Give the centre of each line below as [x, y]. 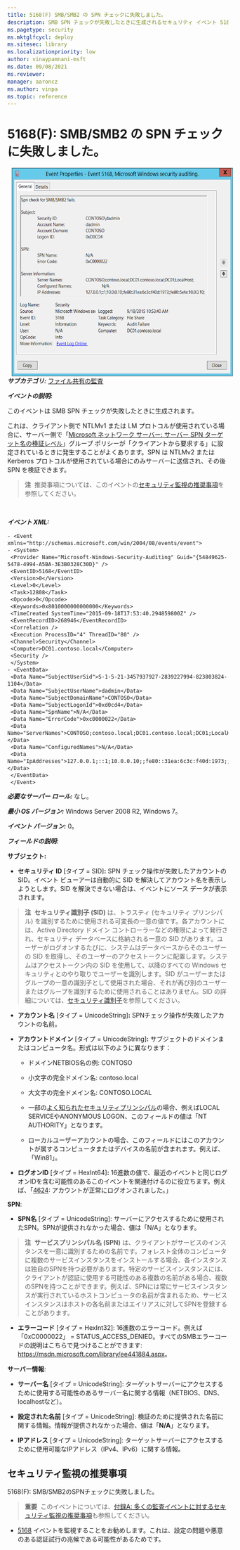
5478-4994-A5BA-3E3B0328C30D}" [53, 565]
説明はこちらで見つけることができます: [86, 1345]
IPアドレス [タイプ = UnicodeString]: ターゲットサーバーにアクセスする [120, 1440]
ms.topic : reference [38, 96]
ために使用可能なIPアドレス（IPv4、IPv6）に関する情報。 [101, 1449]
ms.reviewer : [26, 74]
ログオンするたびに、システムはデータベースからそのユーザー [138, 948]
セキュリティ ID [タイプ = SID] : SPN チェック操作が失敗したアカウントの [122, 871]
